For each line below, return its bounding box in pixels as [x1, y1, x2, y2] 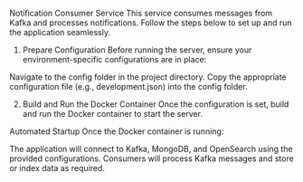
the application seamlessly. [9, 27, 111, 37]
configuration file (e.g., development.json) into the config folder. [9, 81, 248, 91]
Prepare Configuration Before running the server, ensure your [22, 44, 252, 55]
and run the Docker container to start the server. [22, 109, 204, 119]
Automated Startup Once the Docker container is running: [9, 126, 224, 137]
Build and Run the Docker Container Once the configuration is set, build [22, 99, 289, 110]
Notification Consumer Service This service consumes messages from [9, 8, 273, 18]
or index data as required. [9, 163, 106, 173]
